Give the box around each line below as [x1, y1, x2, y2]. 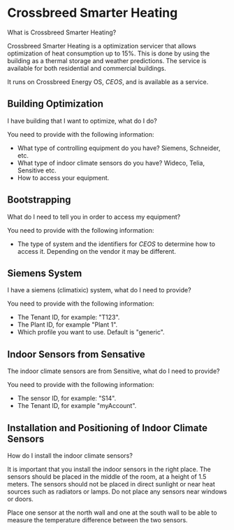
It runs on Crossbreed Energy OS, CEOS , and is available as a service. [7, 77, 209, 86]
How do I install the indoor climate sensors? [7, 451, 133, 460]
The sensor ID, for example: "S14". [17, 394, 117, 402]
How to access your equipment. [17, 173, 110, 182]
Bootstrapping [7, 194, 71, 206]
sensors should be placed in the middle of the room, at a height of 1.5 [7, 473, 207, 481]
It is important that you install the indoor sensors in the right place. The [7, 465, 211, 473]
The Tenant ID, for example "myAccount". [17, 402, 137, 410]
